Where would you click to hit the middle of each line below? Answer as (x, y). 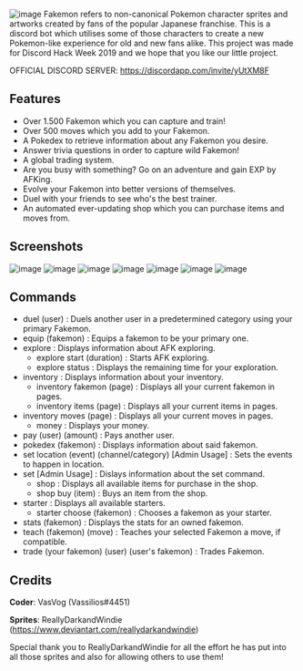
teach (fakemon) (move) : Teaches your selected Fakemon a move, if (151, 532)
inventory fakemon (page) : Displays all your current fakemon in (156, 387)
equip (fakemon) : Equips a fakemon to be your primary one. (136, 338)
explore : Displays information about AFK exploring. (119, 348)
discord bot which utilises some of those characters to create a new (136, 33)
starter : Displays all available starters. (94, 503)
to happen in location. (63, 464)
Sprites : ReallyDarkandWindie (66, 620)
